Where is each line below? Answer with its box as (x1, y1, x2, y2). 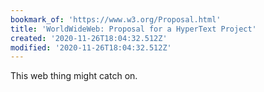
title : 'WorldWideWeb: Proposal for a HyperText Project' (10, 24, 257, 34)
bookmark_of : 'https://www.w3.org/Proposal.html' (10, 14, 222, 25)
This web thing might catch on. (10, 70, 138, 82)
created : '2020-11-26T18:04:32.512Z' (10, 33, 168, 43)
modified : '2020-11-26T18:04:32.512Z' (10, 42, 172, 53)
